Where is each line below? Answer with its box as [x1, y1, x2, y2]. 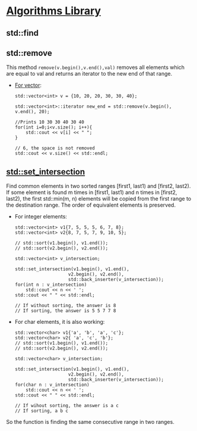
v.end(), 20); [14, 109, 50, 115]
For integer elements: [14, 213, 67, 220]
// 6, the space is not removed [14, 145, 95, 151]
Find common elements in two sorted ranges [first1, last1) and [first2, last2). [6, 183, 191, 190]
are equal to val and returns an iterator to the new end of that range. [6, 70, 173, 77]
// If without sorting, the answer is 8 [14, 302, 116, 309]
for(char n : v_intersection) [14, 382, 90, 388]
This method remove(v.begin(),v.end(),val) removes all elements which [6, 64, 185, 71]
